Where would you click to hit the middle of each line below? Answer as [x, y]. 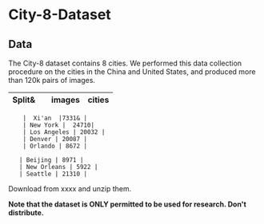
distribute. [26, 212]
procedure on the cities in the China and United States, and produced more [132, 72]
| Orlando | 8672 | [55, 146]
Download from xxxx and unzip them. [70, 189]
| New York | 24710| [58, 125]
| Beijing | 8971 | [51, 160]
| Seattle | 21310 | [53, 174]
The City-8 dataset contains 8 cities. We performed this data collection [125, 63]
